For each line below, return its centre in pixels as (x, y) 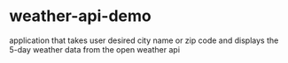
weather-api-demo (81, 16)
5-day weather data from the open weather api (94, 49)
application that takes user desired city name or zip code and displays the (144, 40)
